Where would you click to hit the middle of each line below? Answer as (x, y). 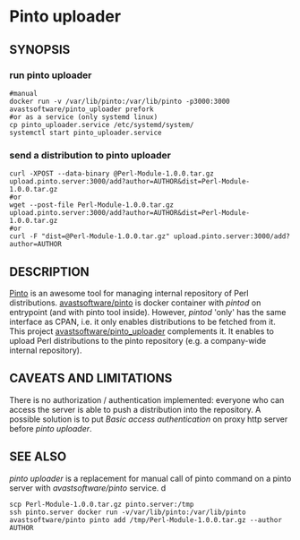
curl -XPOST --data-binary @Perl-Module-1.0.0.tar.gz (112, 174)
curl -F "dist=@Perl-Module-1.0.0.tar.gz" (90, 236)
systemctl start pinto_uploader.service (86, 133)
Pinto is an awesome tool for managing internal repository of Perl (129, 293)
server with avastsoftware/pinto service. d (88, 488)
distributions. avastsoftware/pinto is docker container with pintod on (135, 303)
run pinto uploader (51, 75)
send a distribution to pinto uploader (90, 155)
